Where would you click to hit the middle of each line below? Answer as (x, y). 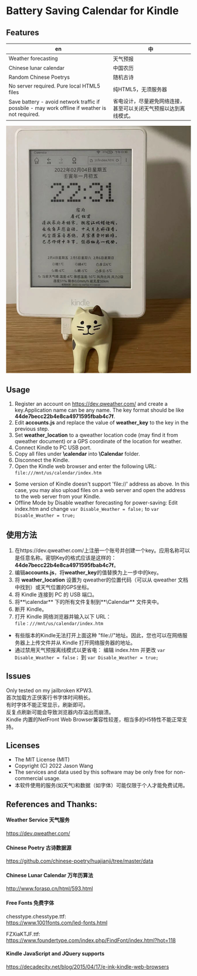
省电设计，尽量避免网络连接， (149, 101)
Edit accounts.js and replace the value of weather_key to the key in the (101, 422)
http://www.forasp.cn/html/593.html (50, 888)
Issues (18, 676)
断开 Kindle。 (31, 609)
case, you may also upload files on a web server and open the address (100, 490)
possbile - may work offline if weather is (57, 108)
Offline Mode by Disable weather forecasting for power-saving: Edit (96, 502)
